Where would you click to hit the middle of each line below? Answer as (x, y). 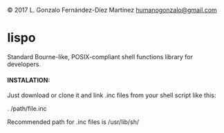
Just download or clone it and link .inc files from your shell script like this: (112, 95)
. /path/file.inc (27, 109)
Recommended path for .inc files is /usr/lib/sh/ (73, 122)
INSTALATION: (29, 80)
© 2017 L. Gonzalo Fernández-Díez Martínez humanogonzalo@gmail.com (112, 10)
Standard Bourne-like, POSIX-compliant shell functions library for (100, 57)
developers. (24, 64)
